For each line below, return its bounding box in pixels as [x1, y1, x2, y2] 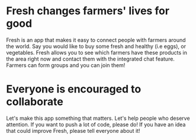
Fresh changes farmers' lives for [6, 4, 170, 18]
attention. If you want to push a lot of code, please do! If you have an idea [6, 120, 186, 128]
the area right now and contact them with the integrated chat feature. [6, 55, 175, 62]
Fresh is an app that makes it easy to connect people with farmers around [6, 36, 186, 43]
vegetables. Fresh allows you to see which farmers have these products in [6, 49, 188, 56]
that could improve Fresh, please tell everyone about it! [6, 127, 140, 134]
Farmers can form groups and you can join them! [6, 61, 126, 69]
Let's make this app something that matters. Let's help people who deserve [6, 114, 191, 122]
